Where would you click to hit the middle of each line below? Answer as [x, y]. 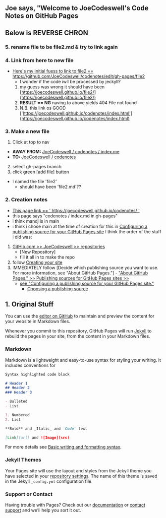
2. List [13, 420]
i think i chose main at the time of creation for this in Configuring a [80, 226]
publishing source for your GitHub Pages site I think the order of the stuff [87, 231]
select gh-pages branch [37, 167]
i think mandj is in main [36, 221]
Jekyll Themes [23, 460]
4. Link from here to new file [39, 60]
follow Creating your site [37, 262]
